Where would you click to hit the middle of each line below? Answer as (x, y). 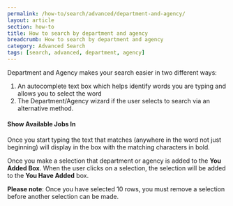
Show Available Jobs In (42, 124)
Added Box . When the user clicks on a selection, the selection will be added (116, 168)
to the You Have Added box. (48, 176)
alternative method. (45, 108)
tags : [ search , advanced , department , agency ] (76, 53)
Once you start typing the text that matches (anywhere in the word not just (114, 140)
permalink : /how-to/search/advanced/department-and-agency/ (97, 14)
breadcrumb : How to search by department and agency (85, 40)
